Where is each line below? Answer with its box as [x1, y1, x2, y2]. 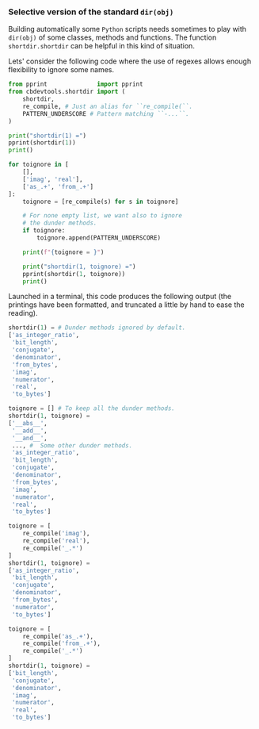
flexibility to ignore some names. [8, 65, 115, 75]
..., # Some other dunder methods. [11, 441, 133, 450]
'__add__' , [11, 427, 48, 435]
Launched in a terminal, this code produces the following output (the [8, 292, 232, 301]
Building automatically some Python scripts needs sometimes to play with [8, 25, 247, 34]
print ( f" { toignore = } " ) [22, 248, 105, 256]
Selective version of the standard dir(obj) [8, 6, 174, 17]
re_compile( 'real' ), [22, 537, 90, 545]
